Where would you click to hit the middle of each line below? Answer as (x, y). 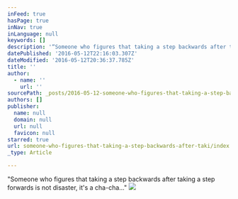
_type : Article (30, 153)
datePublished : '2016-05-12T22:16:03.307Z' (73, 54)
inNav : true (25, 27)
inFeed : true (27, 14)
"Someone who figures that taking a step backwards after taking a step (111, 179)
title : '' (22, 67)
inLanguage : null (33, 34)
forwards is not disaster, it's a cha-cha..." (67, 188)
